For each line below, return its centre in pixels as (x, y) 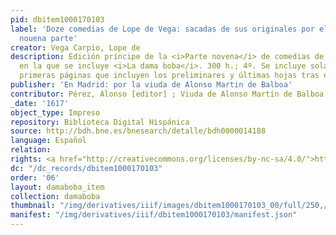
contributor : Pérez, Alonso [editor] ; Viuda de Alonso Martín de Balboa (167, 94)
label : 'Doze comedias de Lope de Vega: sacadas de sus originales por (162, 29)
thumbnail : (33, 206)
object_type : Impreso (55, 112)
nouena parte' (48, 38)
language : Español (48, 141)
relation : (31, 150)
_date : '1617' (40, 103)
